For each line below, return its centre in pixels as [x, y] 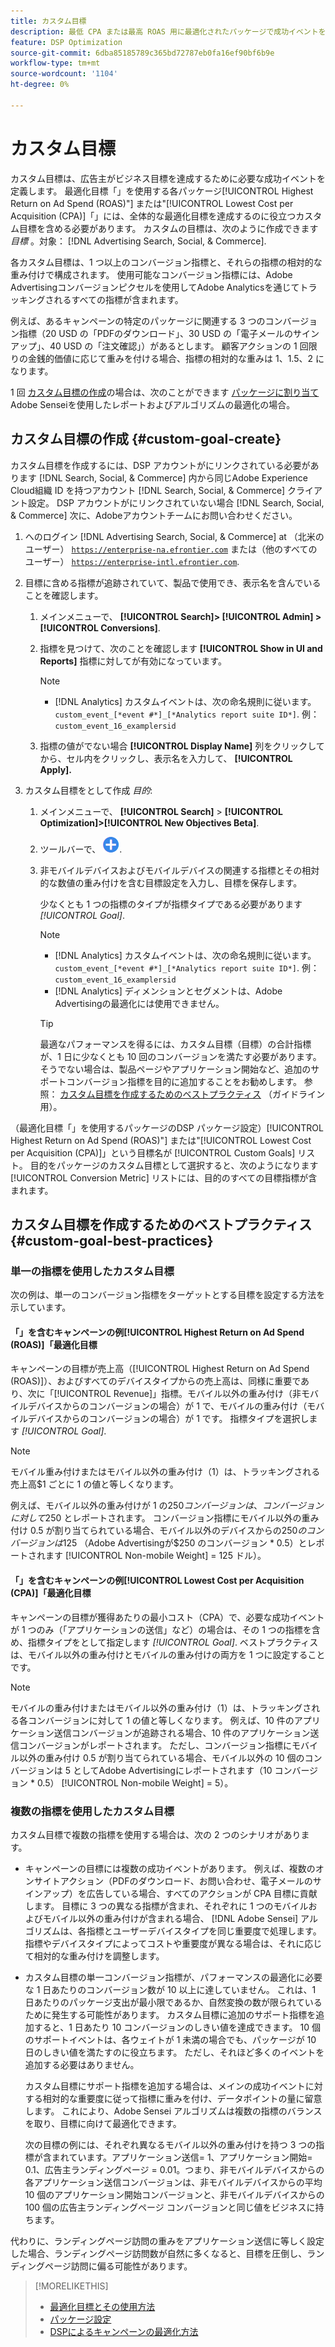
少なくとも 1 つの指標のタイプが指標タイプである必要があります [171, 904]
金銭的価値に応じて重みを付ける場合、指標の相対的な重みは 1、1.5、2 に [176, 358]
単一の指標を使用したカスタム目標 [92, 1271]
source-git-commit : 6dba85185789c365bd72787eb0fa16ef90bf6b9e [142, 53]
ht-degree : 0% [40, 85]
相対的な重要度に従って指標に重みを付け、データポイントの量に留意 [182, 2098]
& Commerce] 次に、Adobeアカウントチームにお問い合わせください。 [154, 515]
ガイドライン [298, 1094]
